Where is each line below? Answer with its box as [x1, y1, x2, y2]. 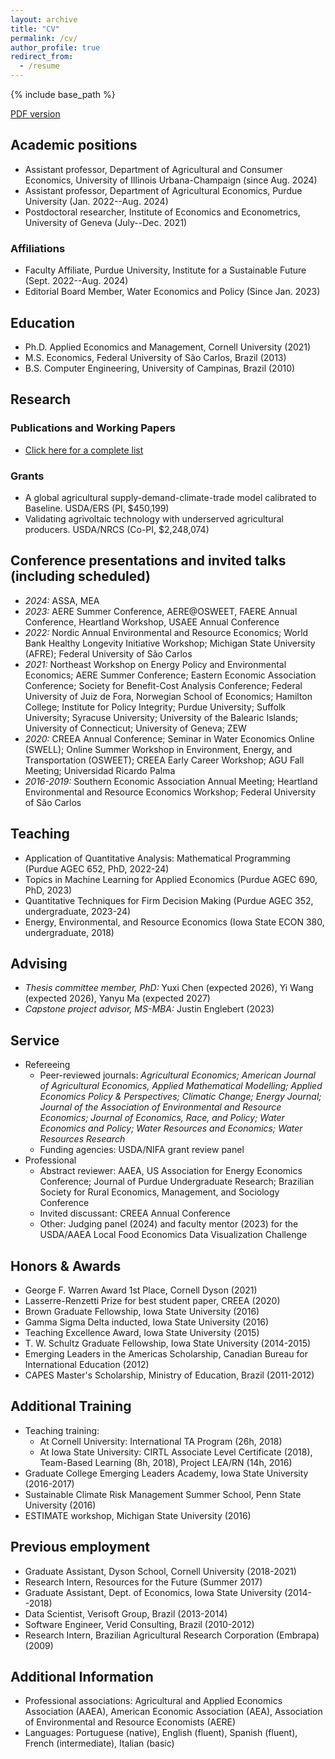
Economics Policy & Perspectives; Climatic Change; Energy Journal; [39, 1091, 322, 1103]
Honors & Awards [10, 1257, 122, 1275]
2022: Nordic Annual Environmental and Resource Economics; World [24, 626, 309, 638]
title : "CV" [10, 24, 60, 34]
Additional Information [10, 1668, 154, 1685]
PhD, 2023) [24, 884, 73, 896]
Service [10, 1032, 60, 1049]
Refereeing [24, 1059, 71, 1071]
